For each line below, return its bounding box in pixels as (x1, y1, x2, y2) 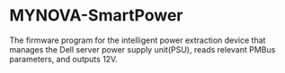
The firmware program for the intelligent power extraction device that (9, 35, 266, 45)
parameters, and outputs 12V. (9, 53, 119, 64)
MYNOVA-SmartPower (9, 5, 183, 26)
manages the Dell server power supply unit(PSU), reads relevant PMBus (9, 44, 276, 54)
